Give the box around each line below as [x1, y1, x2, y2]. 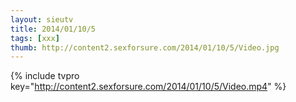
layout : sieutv [10, 14, 74, 25]
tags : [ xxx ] [10, 33, 60, 43]
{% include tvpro [10, 70, 80, 82]
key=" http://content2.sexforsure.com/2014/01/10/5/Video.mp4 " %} [10, 81, 287, 93]
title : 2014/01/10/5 [10, 24, 97, 34]
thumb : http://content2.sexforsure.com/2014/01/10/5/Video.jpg [10, 42, 280, 53]
